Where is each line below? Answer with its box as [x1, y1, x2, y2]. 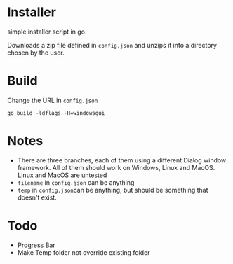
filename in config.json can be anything [17, 178, 135, 186]
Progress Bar [17, 241, 55, 249]
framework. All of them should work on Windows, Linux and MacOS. [17, 163, 215, 172]
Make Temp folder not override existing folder [17, 248, 150, 256]
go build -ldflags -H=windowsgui [7, 109, 105, 116]
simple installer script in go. [7, 27, 87, 36]
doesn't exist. [17, 193, 58, 202]
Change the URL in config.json [7, 96, 98, 104]
